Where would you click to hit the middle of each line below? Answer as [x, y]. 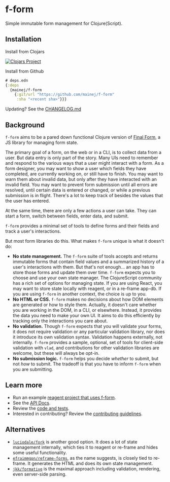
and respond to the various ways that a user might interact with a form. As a [84, 163]
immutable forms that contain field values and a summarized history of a [88, 262]
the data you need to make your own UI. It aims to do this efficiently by [87, 315]
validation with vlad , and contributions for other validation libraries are [86, 348]
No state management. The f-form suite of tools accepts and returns [85, 256]
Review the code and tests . [41, 408]
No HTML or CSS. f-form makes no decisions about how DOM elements [88, 299]
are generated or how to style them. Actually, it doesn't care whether [84, 305]
